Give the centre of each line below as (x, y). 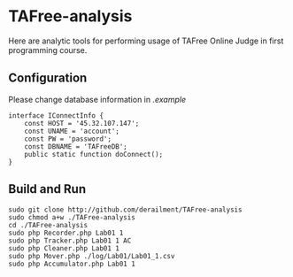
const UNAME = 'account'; (72, 131)
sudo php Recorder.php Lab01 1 (66, 233)
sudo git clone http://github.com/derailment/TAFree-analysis (125, 210)
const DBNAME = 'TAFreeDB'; (76, 146)
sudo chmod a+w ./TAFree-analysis (72, 217)
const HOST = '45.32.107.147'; (82, 123)
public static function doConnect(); (94, 154)
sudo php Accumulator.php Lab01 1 (72, 264)
